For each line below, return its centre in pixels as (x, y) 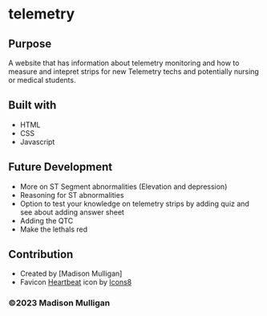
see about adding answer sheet (72, 212)
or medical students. (42, 80)
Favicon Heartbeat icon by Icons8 (76, 282)
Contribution (41, 254)
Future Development (61, 167)
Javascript (37, 142)
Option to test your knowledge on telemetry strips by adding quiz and (135, 203)
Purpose (30, 44)
